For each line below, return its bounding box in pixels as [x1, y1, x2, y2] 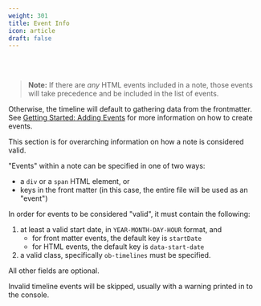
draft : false [8, 34, 52, 43]
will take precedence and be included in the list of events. [27, 89, 219, 99]
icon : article [8, 27, 56, 35]
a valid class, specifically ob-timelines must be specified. [19, 251, 211, 260]
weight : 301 [8, 11, 48, 20]
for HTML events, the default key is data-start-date [31, 242, 205, 251]
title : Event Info [8, 19, 70, 27]
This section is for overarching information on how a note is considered [8, 137, 244, 147]
